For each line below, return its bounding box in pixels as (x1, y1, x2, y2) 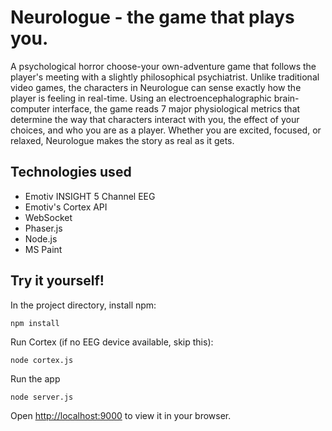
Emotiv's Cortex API (24, 201, 108, 213)
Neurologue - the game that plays (10, 6, 295, 29)
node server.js (10, 392, 74, 402)
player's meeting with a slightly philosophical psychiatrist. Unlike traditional (10, 71, 320, 83)
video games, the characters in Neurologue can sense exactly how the (10, 81, 302, 93)
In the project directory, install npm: (10, 299, 157, 311)
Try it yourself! (10, 272, 105, 290)
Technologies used (10, 164, 132, 181)
